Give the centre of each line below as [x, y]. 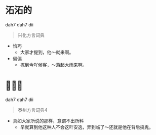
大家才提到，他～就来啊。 [47, 52]
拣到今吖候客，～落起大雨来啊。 [53, 65]
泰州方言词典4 [32, 110]
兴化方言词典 [31, 35]
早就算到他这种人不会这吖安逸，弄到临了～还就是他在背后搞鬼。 [87, 127]
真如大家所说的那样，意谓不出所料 [48, 121]
